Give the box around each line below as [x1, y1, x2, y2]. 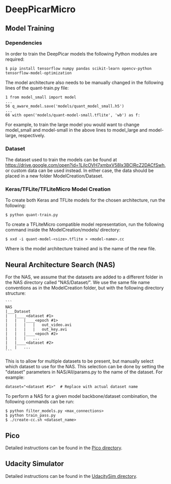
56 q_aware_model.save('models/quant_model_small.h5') [5, 104, 125, 109]
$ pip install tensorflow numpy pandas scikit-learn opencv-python [5, 66, 152, 71]
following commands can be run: [5, 399, 75, 405]
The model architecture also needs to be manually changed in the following [5, 79, 164, 85]
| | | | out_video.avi [5, 322, 72, 327]
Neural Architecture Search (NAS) [5, 260, 116, 269]
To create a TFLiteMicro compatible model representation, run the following [5, 221, 164, 227]
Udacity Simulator [5, 460, 64, 468]
